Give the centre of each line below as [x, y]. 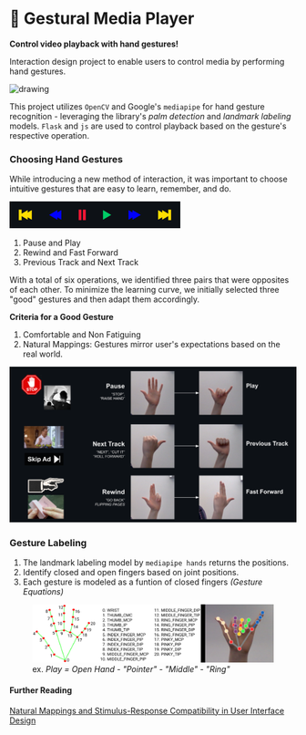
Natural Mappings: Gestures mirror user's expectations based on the [151, 344]
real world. [43, 354]
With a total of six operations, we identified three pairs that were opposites [149, 280]
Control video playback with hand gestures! [94, 44]
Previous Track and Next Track [81, 262]
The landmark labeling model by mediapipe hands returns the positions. [156, 563]
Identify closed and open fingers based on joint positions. [131, 573]
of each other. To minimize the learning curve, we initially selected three [144, 289]
